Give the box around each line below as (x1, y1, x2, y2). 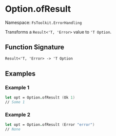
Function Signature (5, 43, 64, 52)
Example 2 (5, 111, 31, 118)
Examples (5, 70, 36, 78)
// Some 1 (5, 100, 25, 105)
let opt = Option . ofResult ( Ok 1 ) (5, 95, 76, 100)
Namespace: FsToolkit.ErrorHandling (5, 19, 82, 25)
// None (5, 127, 21, 132)
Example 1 (5, 84, 30, 91)
